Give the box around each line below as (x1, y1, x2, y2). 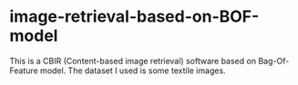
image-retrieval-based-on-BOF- (9, 6, 260, 27)
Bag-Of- (258, 55, 290, 66)
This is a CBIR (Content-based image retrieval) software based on (9, 55, 257, 66)
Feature (9, 65, 38, 76)
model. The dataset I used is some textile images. (39, 65, 226, 76)
